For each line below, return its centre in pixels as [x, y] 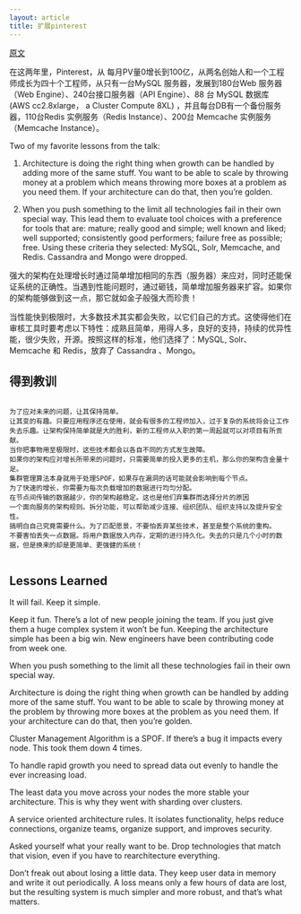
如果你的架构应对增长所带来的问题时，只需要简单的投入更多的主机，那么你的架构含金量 [146, 460]
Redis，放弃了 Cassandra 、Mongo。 [131, 350]
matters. [25, 901]
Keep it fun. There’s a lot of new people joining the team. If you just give [142, 620]
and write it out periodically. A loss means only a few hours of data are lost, [148, 883]
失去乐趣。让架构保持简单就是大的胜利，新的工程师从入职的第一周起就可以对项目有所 [142, 431]
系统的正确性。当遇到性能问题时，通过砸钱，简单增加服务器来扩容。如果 [150, 286]
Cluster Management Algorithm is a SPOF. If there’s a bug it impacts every [146, 739]
